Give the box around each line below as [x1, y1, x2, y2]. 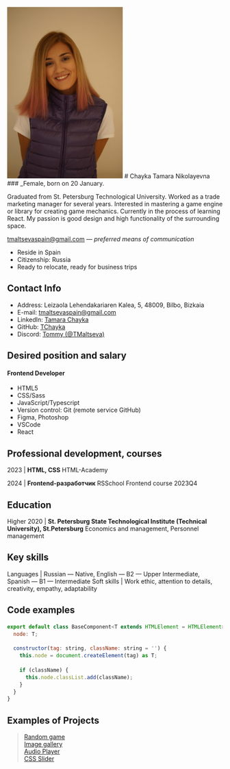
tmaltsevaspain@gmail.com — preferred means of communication [7, 235, 194, 243]
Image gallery [23, 740, 63, 748]
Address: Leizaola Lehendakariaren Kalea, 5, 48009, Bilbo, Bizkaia [16, 301, 205, 309]
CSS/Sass [16, 391, 46, 400]
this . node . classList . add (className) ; [25, 674, 133, 681]
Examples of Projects [7, 714, 100, 726]
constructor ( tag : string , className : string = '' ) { [13, 645, 167, 652]
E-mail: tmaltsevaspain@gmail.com [16, 308, 116, 316]
